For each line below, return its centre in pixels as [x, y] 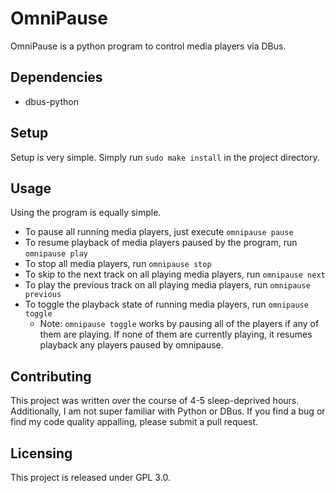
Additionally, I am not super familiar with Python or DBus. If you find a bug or [168, 411]
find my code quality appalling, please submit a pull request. [134, 422]
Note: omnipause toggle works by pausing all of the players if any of [179, 324]
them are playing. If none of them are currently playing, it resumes [176, 334]
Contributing [51, 376]
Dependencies [56, 77]
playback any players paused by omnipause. [131, 345]
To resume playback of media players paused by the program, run [161, 243]
